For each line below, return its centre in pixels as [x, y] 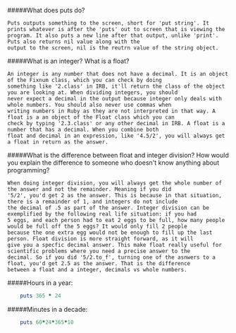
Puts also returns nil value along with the [74, 42]
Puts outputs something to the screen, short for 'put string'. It [108, 23]
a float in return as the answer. [58, 142]
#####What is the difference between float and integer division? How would [118, 155]
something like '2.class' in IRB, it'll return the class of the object [116, 86]
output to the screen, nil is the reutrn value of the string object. [113, 48]
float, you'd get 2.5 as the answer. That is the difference [99, 264]
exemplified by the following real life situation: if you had [102, 214]
